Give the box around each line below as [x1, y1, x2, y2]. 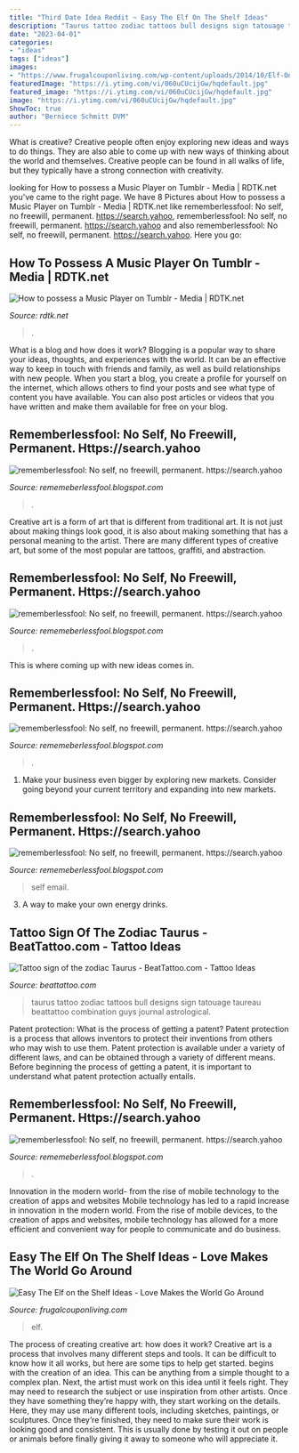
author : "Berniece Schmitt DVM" [9, 112, 129, 121]
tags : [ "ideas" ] [9, 54, 69, 63]
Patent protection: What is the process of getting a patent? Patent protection [9, 1024, 289, 1034]
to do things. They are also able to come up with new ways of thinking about [9, 146, 289, 157]
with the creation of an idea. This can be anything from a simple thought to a [9, 1367, 290, 1377]
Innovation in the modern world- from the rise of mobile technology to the [9, 1185, 279, 1197]
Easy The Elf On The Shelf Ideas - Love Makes [9, 1249, 269, 1264]
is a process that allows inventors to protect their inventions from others [9, 1033, 273, 1044]
